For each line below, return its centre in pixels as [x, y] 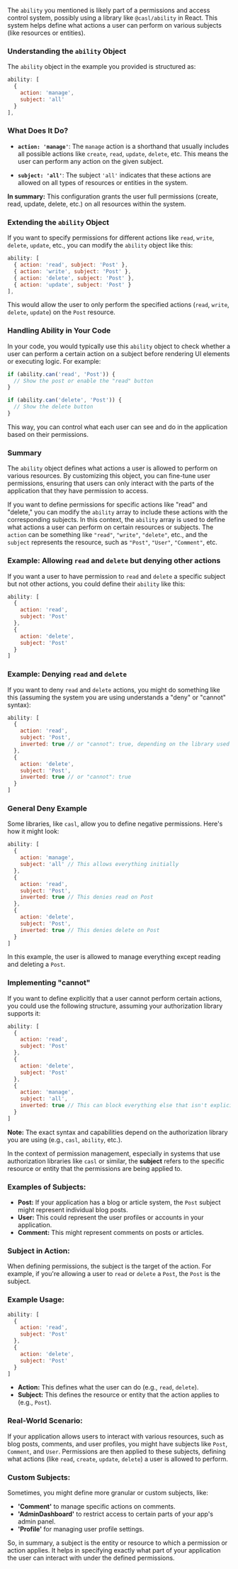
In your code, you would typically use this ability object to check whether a [119, 346]
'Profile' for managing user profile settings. [81, 1529]
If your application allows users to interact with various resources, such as [116, 1436]
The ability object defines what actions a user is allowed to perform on [113, 468]
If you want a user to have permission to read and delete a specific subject [117, 576]
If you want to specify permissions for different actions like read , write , [111, 238]
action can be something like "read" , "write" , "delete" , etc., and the [107, 535]
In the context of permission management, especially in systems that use [114, 1153]
